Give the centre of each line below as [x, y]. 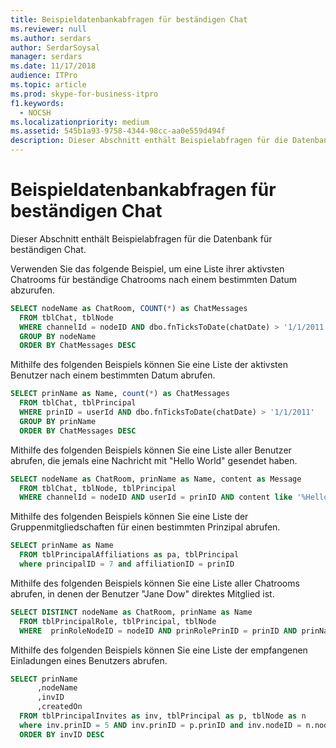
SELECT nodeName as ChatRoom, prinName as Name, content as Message [156, 479]
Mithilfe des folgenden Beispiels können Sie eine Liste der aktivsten [149, 365]
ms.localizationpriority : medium [80, 122]
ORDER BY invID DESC [62, 734]
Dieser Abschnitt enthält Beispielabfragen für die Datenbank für [141, 238]
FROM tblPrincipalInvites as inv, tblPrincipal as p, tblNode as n [163, 716]
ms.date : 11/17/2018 [53, 66]
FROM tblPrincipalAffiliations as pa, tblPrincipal [129, 555]
